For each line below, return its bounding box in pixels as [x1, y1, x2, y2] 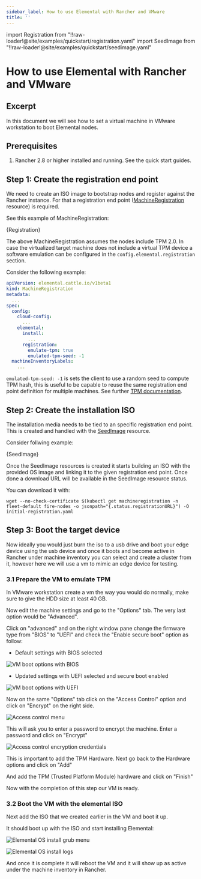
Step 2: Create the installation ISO [6, 405, 136, 415]
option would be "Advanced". [6, 613, 79, 620]
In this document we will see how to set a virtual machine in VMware [6, 117, 176, 124]
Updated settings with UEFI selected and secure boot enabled [14, 672, 169, 680]
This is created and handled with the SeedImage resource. [6, 427, 151, 434]
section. [6, 257, 26, 264]
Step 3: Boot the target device [6, 525, 121, 535]
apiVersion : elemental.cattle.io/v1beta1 [6, 280, 112, 286]
